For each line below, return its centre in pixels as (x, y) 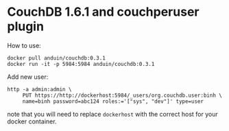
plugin (26, 26)
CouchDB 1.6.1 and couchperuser (103, 12)
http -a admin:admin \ (39, 89)
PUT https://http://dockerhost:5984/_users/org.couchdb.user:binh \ (122, 95)
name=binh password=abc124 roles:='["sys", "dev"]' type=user (113, 101)
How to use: (24, 45)
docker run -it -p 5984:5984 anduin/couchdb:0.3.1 (81, 64)
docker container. (32, 121)
